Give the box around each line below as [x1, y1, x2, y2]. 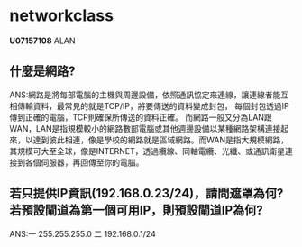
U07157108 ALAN [9, 35, 76, 46]
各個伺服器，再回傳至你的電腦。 [24, 157, 144, 168]
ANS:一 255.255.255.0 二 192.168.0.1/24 [9, 228, 156, 239]
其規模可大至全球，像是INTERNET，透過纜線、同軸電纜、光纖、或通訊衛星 [9, 145, 286, 156]
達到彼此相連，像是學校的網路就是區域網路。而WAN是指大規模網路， [32, 134, 289, 145]
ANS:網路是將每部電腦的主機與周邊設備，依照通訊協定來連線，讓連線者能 [9, 89, 281, 100]
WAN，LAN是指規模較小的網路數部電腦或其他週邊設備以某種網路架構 [9, 123, 266, 133]
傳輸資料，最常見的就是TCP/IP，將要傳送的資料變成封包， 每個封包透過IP [16, 100, 290, 111]
